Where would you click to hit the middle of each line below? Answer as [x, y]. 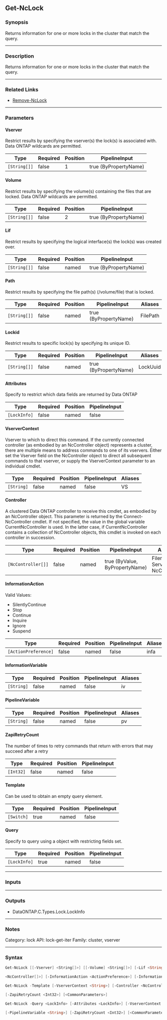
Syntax [14, 957]
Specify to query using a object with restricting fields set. [64, 841]
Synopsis [17, 22]
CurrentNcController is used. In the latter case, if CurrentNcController [76, 527]
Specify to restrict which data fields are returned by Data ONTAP [71, 394]
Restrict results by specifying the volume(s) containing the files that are [78, 191]
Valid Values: [18, 595]
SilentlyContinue [29, 605]
